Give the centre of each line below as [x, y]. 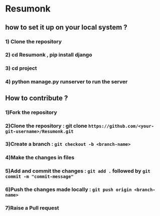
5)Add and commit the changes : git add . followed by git [78, 171]
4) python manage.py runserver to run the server [66, 82]
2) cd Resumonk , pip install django [49, 55]
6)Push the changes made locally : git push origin [68, 189]
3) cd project [21, 68]
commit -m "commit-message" [39, 177]
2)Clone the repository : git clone [46, 126]
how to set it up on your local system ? [66, 27]
